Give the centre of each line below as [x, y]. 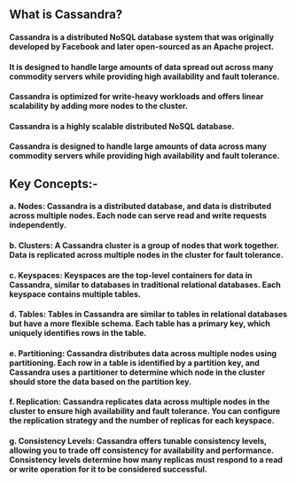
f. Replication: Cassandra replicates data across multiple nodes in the [140, 401]
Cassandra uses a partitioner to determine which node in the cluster [137, 372]
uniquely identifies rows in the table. [78, 333]
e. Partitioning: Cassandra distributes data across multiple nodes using [143, 353]
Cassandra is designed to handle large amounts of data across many [138, 146]
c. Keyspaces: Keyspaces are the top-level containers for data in [131, 275]
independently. [38, 225]
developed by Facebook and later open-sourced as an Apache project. [142, 46]
